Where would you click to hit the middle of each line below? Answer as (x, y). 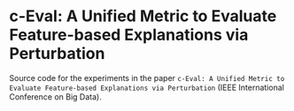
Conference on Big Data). (55, 96)
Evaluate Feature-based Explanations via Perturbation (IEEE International (147, 87)
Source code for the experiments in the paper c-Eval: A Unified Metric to (147, 78)
